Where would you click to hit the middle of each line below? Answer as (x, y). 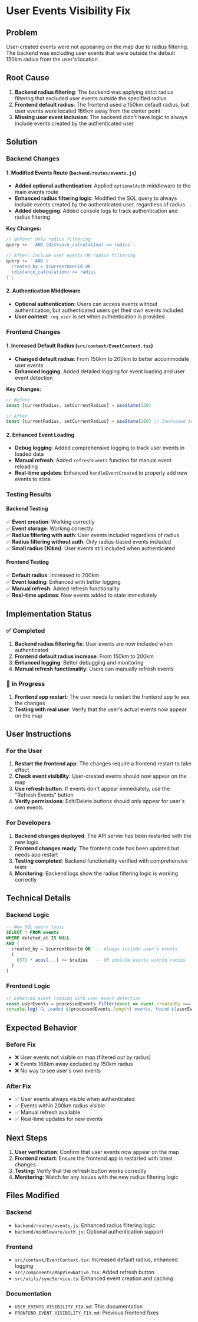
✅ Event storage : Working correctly (49, 528)
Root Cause (28, 78)
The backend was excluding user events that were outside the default (91, 53)
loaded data (29, 454)
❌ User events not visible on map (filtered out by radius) (83, 1057)
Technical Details (39, 898)
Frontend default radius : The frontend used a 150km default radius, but (102, 104)
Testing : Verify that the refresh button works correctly (80, 1171)
